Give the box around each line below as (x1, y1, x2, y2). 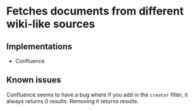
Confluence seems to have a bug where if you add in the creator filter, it (6, 91, 188, 98)
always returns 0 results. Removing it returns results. (6, 97, 139, 104)
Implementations (6, 41, 73, 52)
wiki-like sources (6, 17, 96, 31)
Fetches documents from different (6, 4, 184, 18)
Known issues (6, 75, 62, 86)
